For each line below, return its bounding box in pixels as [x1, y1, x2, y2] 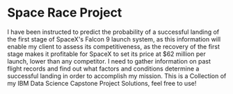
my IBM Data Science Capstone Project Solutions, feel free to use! [7, 79, 197, 87]
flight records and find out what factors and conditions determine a [7, 64, 200, 73]
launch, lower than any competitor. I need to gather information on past [7, 57, 211, 65]
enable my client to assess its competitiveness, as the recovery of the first [7, 42, 220, 50]
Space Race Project [7, 5, 122, 21]
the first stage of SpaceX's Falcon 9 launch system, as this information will [7, 35, 221, 43]
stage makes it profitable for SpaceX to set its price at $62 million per [7, 50, 207, 58]
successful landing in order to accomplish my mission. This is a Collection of [7, 71, 227, 80]
